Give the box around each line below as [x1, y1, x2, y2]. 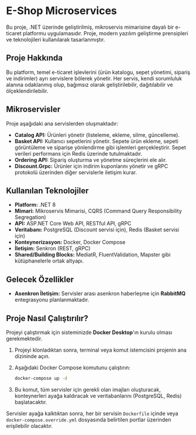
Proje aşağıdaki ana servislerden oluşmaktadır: [6, 120, 119, 127]
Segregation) [14, 214, 46, 221]
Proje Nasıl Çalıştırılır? [6, 313, 89, 323]
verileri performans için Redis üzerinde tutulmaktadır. [14, 150, 143, 157]
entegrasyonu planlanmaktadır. [14, 296, 90, 304]
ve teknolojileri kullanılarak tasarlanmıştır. [6, 36, 105, 43]
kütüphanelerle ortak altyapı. [14, 257, 84, 265]
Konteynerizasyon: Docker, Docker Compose [14, 239, 126, 246]
